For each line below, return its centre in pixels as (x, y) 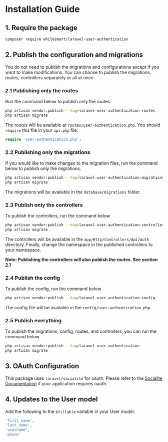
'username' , (17, 430)
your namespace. (23, 250)
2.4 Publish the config (32, 278)
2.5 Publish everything (33, 320)
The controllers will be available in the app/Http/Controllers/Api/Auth (77, 239)
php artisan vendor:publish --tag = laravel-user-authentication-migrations (85, 177)
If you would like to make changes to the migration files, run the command (81, 163)
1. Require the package (41, 28)
